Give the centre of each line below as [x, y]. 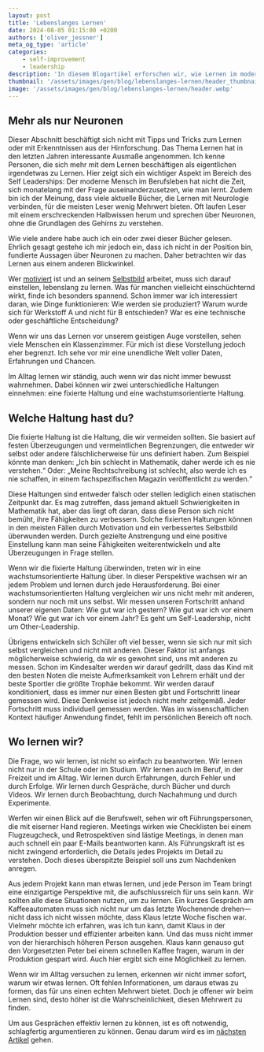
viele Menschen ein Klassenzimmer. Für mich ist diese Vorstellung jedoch [127, 344]
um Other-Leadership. [44, 626]
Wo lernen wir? [46, 742]
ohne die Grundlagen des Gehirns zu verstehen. [86, 223]
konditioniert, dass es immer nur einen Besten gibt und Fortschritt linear [124, 692]
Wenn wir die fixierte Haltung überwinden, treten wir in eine [104, 568]
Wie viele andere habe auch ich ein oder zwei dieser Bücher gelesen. [120, 239]
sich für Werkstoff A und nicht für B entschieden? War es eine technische [127, 313]
